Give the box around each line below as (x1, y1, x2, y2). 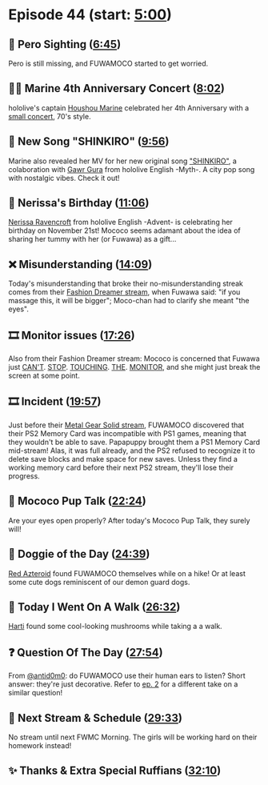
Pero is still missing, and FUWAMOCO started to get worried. (8, 58, 209, 68)
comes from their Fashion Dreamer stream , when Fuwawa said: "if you (8, 287, 241, 297)
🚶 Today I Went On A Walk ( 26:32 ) (8, 600, 181, 614)
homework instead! (8, 740, 72, 750)
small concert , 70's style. (8, 111, 91, 121)
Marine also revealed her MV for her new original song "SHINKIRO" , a (8, 156, 238, 166)
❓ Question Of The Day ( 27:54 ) (8, 646, 163, 659)
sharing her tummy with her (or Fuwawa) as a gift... (8, 234, 177, 244)
